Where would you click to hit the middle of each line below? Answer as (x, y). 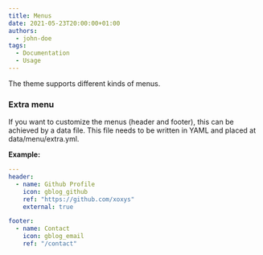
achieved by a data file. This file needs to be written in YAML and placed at (132, 130)
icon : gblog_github (55, 191)
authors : (23, 31)
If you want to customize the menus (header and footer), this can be (121, 122)
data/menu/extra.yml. (44, 139)
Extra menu (31, 104)
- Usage (29, 61)
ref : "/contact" (50, 244)
